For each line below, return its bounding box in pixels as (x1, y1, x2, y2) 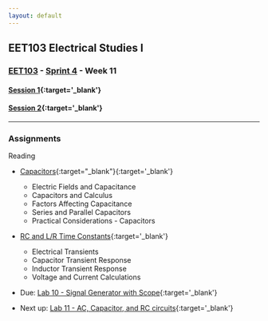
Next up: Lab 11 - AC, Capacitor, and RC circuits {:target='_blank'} (19, 303, 234, 313)
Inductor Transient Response (31, 264, 128, 274)
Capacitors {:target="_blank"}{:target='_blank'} (19, 167, 174, 176)
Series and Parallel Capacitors (31, 208, 132, 217)
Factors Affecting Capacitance (31, 199, 132, 208)
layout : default (8, 11, 62, 20)
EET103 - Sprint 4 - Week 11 (8, 65, 117, 76)
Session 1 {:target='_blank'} (8, 85, 102, 94)
